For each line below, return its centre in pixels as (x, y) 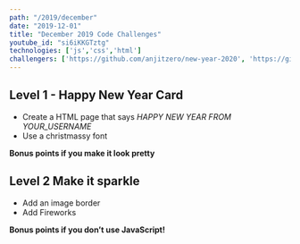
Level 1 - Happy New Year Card (96, 95)
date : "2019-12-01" (46, 26)
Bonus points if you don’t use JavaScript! (87, 230)
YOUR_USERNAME (57, 126)
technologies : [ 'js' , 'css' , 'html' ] (75, 51)
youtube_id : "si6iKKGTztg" (59, 42)
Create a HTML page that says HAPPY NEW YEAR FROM (127, 116)
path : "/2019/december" (54, 17)
